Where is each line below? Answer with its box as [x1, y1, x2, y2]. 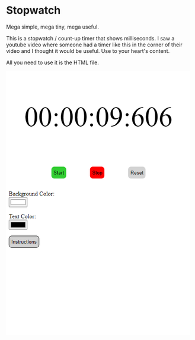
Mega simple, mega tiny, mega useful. [6, 23, 99, 30]
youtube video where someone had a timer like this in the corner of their [6, 41, 183, 48]
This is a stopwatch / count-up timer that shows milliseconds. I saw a [6, 34, 175, 42]
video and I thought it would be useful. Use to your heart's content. [6, 47, 170, 54]
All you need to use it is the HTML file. [6, 59, 99, 66]
